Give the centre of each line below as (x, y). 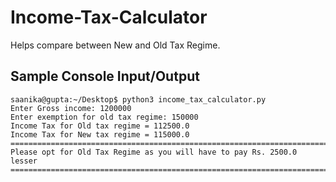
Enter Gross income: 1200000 (71, 108)
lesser (24, 161)
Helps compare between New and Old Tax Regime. (115, 45)
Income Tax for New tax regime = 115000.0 (100, 134)
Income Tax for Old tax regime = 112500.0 (100, 126)
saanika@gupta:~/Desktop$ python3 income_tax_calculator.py (138, 99)
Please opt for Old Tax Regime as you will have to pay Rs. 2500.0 (154, 152)
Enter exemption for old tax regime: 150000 (104, 117)
